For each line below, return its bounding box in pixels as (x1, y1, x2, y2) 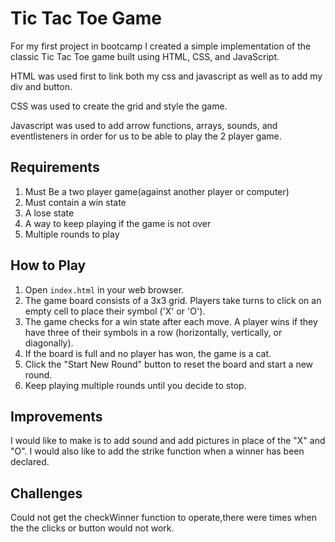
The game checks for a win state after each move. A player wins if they (24, 315, 318, 327)
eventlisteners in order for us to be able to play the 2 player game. (10, 130, 282, 142)
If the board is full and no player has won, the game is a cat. (24, 347, 272, 359)
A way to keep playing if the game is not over (24, 217, 212, 229)
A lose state (24, 207, 75, 219)
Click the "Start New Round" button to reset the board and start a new (24, 358, 314, 370)
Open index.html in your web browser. (24, 283, 185, 296)
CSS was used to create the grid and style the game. (10, 100, 228, 112)
